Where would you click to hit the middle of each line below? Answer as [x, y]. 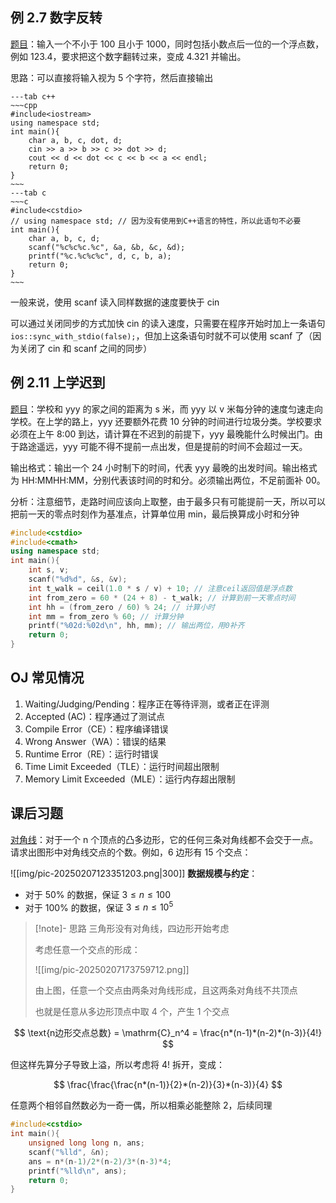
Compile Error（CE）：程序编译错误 [96, 729]
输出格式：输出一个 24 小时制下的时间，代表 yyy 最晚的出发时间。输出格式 [164, 467]
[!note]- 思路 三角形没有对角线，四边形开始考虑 [132, 929]
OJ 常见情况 [47, 678]
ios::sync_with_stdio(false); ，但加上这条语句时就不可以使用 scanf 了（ [161, 335]
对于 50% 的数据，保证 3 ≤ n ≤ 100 [98, 894]
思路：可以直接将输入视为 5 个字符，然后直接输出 [112, 77]
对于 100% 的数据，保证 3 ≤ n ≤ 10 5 [99, 906]
